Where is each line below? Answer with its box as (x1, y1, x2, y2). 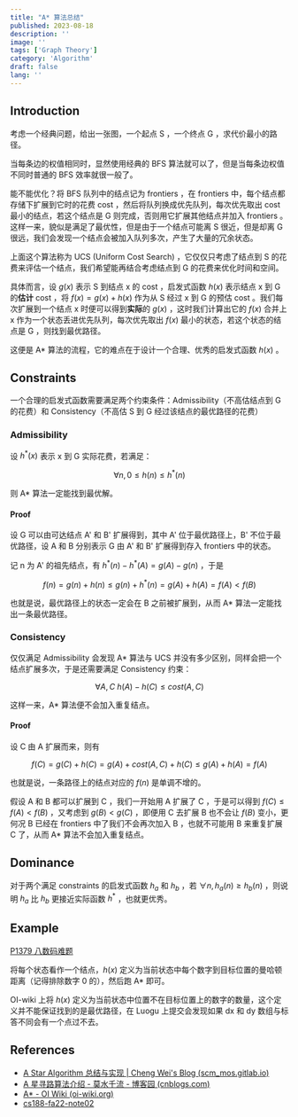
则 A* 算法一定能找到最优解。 (10, 488, 118, 498)
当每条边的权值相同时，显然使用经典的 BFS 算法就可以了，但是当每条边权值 (10, 158, 286, 168)
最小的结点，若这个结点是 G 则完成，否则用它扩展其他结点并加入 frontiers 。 (10, 210, 288, 221)
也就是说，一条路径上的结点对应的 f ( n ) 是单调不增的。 (10, 777, 206, 787)
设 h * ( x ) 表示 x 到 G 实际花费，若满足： (10, 449, 152, 461)
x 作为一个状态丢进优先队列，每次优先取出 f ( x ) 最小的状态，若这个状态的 (10, 314, 274, 324)
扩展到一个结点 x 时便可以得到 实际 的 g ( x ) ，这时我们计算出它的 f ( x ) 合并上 (17, 303, 287, 314)
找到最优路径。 (50, 325, 106, 336)
